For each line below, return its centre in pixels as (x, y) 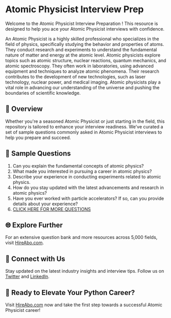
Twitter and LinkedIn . (27, 277)
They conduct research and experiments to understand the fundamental (81, 49)
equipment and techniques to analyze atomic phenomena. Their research (82, 71)
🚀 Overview (24, 109)
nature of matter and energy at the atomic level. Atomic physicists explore (83, 55)
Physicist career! (23, 310)
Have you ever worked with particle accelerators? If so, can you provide (88, 198)
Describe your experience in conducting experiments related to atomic (87, 176)
